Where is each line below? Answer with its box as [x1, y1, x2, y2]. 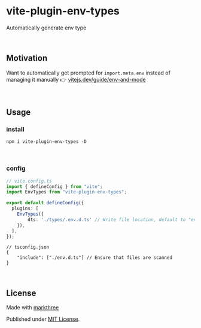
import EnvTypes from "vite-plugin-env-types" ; [6, 189, 127, 195]
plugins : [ [11, 205, 39, 211]
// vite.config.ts [6, 178, 52, 184]
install [6, 125, 25, 133]
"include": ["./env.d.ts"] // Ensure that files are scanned [17, 255, 172, 261]
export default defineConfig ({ [6, 200, 84, 206]
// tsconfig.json [6, 244, 50, 251]
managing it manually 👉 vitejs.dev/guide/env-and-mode [6, 76, 146, 83]
